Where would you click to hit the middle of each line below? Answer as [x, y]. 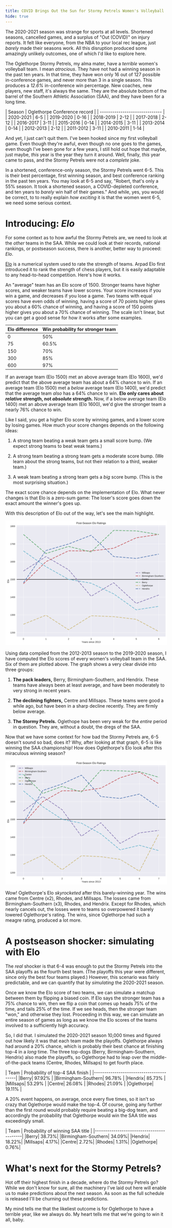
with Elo [23, 952]
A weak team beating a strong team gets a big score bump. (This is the [88, 477]
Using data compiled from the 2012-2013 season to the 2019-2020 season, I [86, 653]
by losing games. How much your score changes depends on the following [84, 425]
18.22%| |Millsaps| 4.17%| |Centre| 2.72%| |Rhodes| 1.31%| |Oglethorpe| [81, 1142]
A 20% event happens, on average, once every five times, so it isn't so [80, 1099]
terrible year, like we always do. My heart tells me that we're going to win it [84, 1214]
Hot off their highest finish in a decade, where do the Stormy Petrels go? [82, 1182]
